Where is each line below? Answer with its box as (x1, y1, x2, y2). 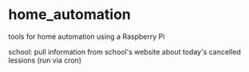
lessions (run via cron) (8, 55, 82, 65)
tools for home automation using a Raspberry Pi (8, 32, 165, 41)
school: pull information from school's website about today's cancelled (8, 47, 241, 56)
